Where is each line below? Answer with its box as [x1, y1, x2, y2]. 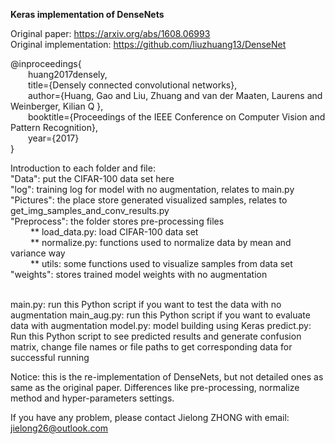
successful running [10, 352, 90, 363]
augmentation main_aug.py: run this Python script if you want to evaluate [10, 309, 311, 321]
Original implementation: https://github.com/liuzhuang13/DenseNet [10, 39, 287, 50]
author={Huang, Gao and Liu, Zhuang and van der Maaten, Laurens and [28, 90, 323, 101]
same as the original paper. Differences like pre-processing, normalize [10, 382, 300, 393]
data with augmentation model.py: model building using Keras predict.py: [10, 320, 312, 331]
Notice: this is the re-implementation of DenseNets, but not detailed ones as [10, 371, 324, 383]
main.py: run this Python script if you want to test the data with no [10, 299, 282, 310]
